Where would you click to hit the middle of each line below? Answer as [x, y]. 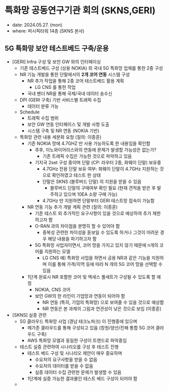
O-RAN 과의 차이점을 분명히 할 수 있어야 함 [77, 226]
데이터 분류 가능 [43, 106]
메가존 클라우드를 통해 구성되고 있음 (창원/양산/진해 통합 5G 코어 [91, 327]
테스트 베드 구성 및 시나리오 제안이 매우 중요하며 [75, 353]
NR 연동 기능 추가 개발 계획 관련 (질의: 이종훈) [72, 207]
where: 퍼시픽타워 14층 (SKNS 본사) [48, 31]
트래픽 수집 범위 [43, 118]
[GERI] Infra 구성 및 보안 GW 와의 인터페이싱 [56, 62]
